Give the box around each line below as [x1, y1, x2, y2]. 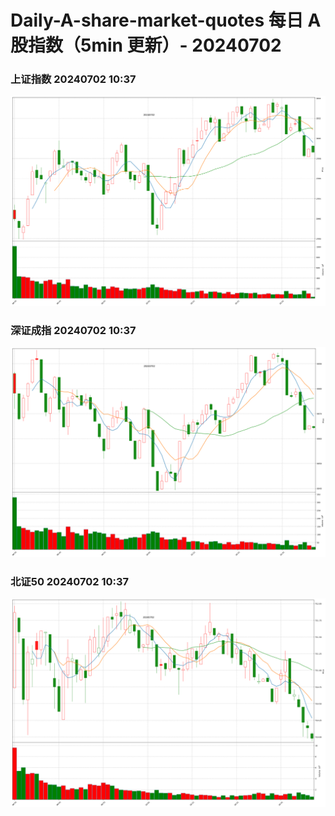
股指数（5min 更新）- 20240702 [10, 34, 282, 57]
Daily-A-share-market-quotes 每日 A [10, 9, 322, 32]
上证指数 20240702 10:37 [10, 72, 137, 86]
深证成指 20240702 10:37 [10, 323, 137, 337]
